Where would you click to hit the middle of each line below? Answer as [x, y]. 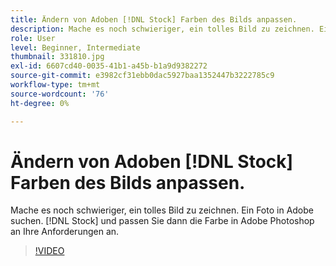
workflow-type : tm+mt [55, 85]
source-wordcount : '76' [60, 94]
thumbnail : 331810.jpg [57, 57]
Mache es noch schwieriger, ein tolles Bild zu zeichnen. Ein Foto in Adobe [162, 210]
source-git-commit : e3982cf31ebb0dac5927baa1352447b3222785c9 [142, 76]
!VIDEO [49, 251]
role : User [33, 38]
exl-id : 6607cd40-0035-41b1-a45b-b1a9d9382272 [109, 66]
